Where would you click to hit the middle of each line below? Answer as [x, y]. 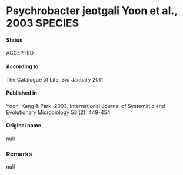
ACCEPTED [20, 53]
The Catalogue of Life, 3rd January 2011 [54, 79]
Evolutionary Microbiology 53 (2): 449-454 [58, 112]
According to [22, 66]
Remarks [19, 154]
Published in [21, 93]
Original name [24, 126]
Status [14, 40]
